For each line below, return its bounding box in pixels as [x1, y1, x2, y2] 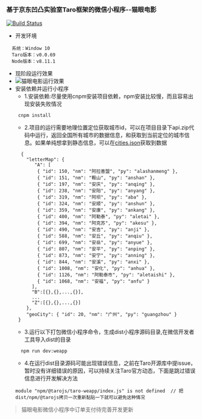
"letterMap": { [26, 157, 65, 163]
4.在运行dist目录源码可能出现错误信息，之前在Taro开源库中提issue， [24, 359, 197, 367]
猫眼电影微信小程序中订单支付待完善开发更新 [21, 406, 134, 414]
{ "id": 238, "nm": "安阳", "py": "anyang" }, [37, 188, 156, 194]
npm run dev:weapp [21, 348, 68, 354]
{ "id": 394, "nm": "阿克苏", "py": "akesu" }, [37, 220, 157, 227]
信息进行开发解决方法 [24, 375, 78, 382]
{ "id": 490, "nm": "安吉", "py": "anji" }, [37, 227, 150, 233]
